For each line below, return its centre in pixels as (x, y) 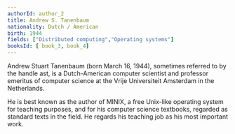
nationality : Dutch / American (53, 27)
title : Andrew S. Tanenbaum (48, 20)
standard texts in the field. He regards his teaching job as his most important (118, 117)
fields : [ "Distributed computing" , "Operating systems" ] (90, 40)
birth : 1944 (25, 33)
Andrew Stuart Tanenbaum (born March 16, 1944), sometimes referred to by (117, 66)
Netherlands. (26, 88)
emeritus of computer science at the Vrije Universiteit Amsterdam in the (111, 81)
